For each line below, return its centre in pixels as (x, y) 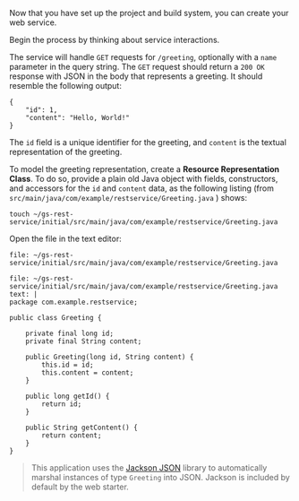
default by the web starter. (80, 487)
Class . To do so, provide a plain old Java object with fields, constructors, (144, 179)
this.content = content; (88, 373)
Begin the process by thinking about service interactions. (115, 40)
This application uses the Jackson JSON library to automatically (149, 468)
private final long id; (70, 333)
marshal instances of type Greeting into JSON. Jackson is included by (161, 477)
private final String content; (84, 341)
